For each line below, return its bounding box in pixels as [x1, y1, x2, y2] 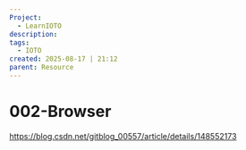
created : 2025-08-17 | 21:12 [9, 54, 118, 63]
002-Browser [9, 102, 112, 121]
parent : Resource [9, 63, 74, 72]
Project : [9, 12, 42, 22]
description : [9, 29, 58, 38]
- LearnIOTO [17, 21, 63, 30]
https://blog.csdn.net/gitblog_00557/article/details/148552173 [9, 130, 237, 141]
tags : [9, 37, 30, 47]
